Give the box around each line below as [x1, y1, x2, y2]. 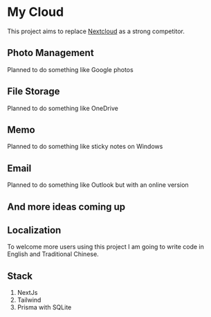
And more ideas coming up [7, 201, 126, 212]
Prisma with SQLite [17, 303, 72, 311]
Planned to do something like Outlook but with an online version [7, 181, 189, 189]
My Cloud [7, 4, 64, 20]
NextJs [17, 289, 38, 297]
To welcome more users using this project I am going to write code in [7, 243, 204, 251]
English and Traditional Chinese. [7, 250, 99, 258]
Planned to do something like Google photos [7, 65, 134, 73]
